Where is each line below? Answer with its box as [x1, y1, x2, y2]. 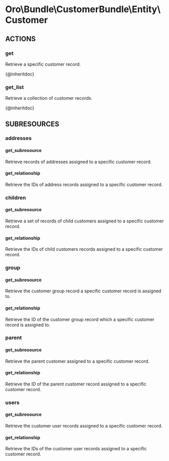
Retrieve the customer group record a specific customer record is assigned [5, 288, 161, 294]
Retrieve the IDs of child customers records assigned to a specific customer [5, 246, 163, 252]
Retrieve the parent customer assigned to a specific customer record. [5, 358, 150, 364]
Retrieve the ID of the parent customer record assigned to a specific [5, 381, 147, 387]
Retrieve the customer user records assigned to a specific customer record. [5, 423, 163, 429]
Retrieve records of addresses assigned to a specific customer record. [5, 159, 152, 165]
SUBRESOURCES [5, 120, 60, 128]
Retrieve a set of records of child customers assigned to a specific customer [5, 218, 164, 224]
